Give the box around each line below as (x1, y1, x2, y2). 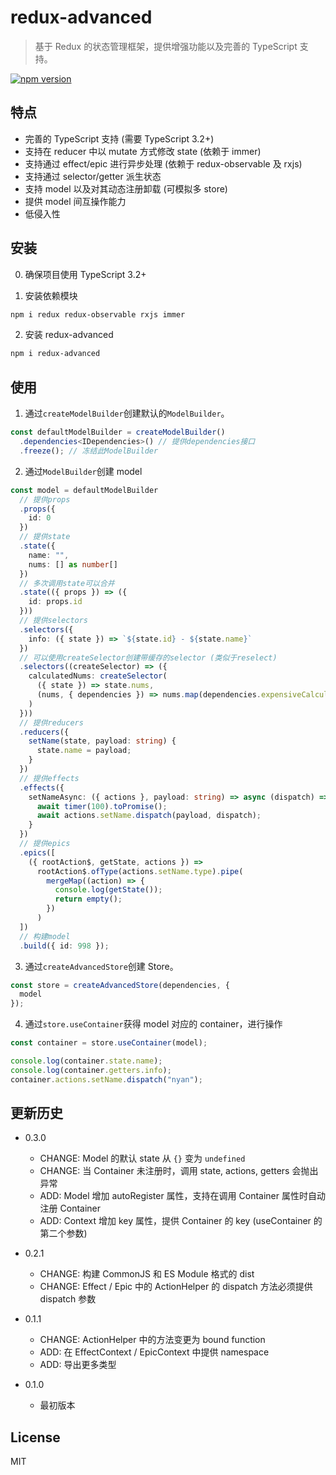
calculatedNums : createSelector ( (28, 671, 168, 681)
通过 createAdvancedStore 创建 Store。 (24, 960, 179, 972)
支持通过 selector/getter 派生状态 (24, 170, 162, 182)
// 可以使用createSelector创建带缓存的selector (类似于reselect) (19, 652, 278, 663)
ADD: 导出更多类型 (39, 1359, 117, 1371)
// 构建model (19, 931, 71, 941)
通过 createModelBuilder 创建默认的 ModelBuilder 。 (24, 407, 230, 420)
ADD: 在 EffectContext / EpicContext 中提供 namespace (39, 1346, 270, 1358)
